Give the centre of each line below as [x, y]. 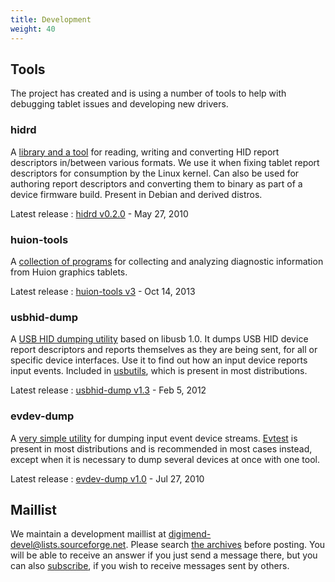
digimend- [190, 534]
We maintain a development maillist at [88, 534]
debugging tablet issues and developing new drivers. [119, 104]
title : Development [51, 19]
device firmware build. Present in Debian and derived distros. [136, 194]
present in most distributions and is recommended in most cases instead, [161, 448]
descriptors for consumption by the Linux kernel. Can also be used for [155, 173]
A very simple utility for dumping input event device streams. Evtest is [154, 438]
